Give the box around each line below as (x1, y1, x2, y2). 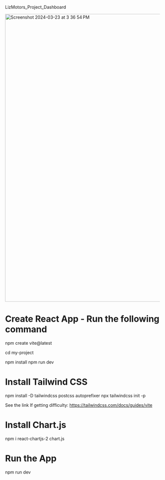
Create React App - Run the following (5, 313, 160, 325)
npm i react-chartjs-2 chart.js (5, 435, 65, 442)
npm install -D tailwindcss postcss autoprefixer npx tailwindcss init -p (5, 392, 146, 398)
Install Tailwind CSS (5, 376, 87, 388)
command (5, 324, 48, 335)
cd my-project (5, 349, 34, 356)
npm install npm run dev (5, 359, 54, 365)
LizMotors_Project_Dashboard (5, 4, 66, 10)
